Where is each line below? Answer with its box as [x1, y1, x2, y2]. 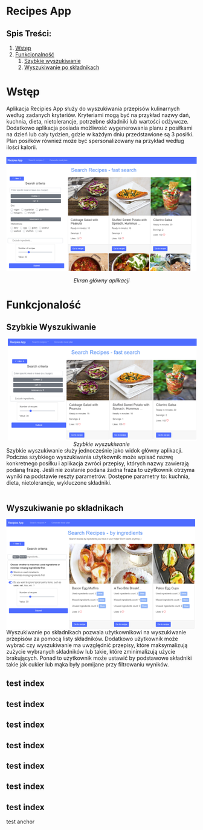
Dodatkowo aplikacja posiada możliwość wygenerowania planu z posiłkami [6, 124, 193, 131]
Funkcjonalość [6, 298, 82, 311]
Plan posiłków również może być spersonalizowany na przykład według [6, 137, 184, 144]
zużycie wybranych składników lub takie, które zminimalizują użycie [6, 648, 176, 656]
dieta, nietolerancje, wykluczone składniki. [6, 479, 112, 486]
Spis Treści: [6, 28, 52, 39]
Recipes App [6, 4, 71, 18]
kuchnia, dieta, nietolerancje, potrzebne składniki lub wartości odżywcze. [6, 118, 189, 125]
